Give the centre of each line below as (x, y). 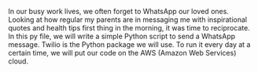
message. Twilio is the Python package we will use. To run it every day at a (129, 45)
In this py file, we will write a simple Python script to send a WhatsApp (122, 36)
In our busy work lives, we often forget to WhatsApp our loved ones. (119, 11)
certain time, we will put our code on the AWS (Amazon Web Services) (122, 53)
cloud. (18, 61)
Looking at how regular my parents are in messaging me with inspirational (128, 20)
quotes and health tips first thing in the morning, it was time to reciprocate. (129, 28)
